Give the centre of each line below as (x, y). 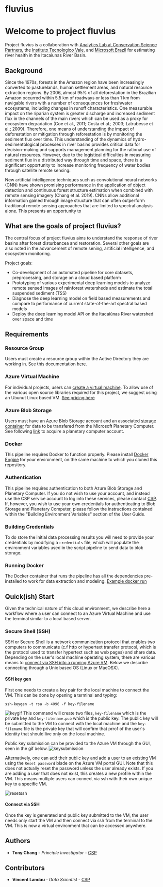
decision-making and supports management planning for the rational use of (81, 149)
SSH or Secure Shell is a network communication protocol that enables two (80, 642)
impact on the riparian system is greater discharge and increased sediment (80, 113)
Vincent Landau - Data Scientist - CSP (51, 880)
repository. (16, 465)
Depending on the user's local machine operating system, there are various (80, 657)
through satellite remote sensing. (38, 170)
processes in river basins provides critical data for (90, 144)
